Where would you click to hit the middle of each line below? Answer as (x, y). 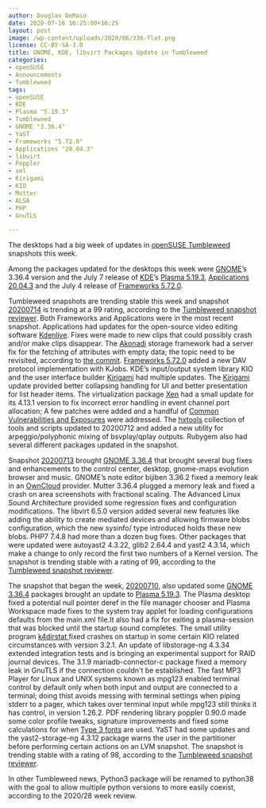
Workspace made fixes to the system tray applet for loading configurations (131, 611)
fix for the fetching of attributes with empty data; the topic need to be (122, 352)
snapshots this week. (43, 254)
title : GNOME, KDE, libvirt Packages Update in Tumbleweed (108, 53)
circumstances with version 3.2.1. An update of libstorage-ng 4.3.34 (119, 645)
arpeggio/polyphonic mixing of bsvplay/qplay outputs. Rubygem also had (128, 437)
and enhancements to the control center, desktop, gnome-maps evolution (129, 469)
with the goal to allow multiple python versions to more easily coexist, (122, 787)
